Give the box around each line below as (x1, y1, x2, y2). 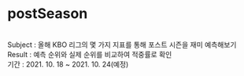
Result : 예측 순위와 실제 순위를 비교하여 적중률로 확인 (7, 49, 172, 59)
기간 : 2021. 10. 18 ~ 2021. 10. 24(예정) (7, 60, 129, 69)
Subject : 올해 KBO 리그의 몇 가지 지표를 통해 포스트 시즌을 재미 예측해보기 (7, 40, 237, 49)
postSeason (7, 5, 88, 23)
